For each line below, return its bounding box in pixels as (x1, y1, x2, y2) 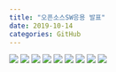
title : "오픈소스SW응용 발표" (9, 12, 106, 22)
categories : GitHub (9, 29, 81, 38)
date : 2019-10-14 (9, 21, 73, 30)
